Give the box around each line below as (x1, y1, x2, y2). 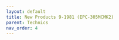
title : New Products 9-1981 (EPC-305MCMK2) (6, 14, 114, 20)
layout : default (6, 8, 46, 15)
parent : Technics (6, 19, 49, 25)
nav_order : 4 (6, 25, 38, 31)
